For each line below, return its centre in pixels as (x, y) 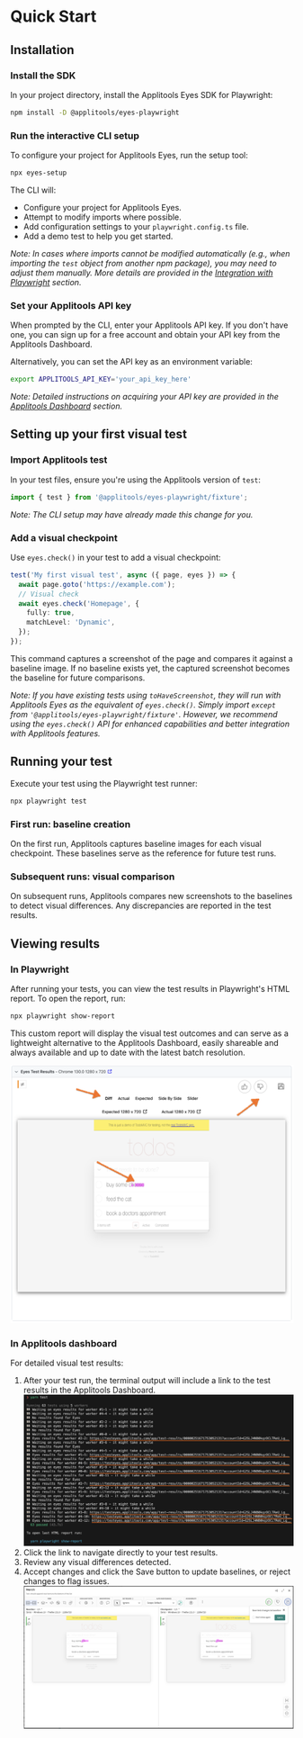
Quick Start (53, 17)
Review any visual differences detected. (97, 1562)
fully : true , (51, 613)
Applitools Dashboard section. (67, 406)
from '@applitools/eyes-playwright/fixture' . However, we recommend (144, 714)
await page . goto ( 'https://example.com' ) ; (97, 584)
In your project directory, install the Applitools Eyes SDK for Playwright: (142, 95)
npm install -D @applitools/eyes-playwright (95, 113)
